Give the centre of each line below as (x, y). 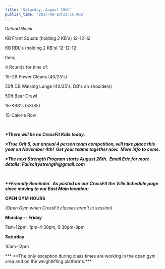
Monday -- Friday (24, 217)
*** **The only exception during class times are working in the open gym (81, 256)
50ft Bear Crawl (21, 96)
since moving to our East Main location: (47, 189)
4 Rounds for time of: (27, 67)
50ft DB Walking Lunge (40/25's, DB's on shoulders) (59, 86)
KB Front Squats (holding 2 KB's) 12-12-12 (48, 38)
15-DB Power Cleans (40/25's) (36, 76)
